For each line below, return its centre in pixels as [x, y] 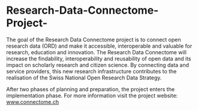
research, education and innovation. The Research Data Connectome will [97, 52]
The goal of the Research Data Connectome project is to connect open [94, 39]
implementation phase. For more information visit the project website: [92, 95]
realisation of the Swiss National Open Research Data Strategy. [84, 78]
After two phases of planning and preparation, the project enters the [91, 89]
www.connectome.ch [33, 101]
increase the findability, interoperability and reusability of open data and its [99, 58]
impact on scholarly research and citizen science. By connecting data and [98, 65]
